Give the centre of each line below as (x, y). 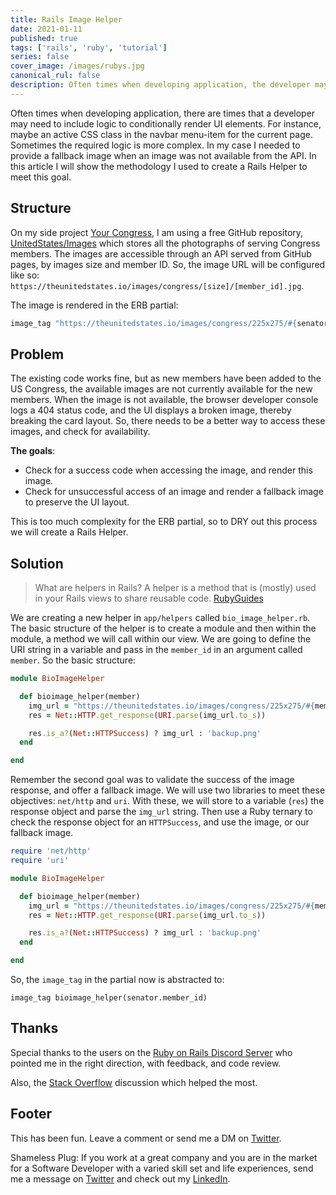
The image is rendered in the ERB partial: (94, 305)
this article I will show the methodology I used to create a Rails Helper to (159, 166)
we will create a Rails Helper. (69, 532)
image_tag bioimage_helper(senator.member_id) (109, 998)
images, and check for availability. (80, 432)
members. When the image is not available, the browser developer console (164, 400)
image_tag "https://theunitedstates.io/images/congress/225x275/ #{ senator (169, 323)
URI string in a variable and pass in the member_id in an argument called (156, 650)
